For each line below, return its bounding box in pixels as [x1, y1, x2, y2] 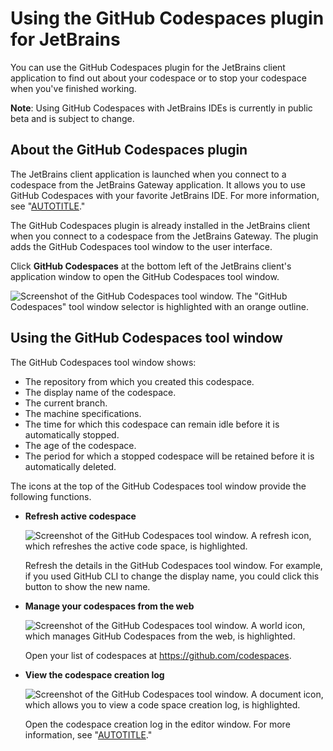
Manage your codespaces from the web [24, 600, 195, 612]
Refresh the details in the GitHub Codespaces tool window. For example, [24, 559, 323, 571]
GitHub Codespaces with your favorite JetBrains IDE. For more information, [10, 189, 320, 201]
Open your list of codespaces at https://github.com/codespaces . [24, 649, 292, 661]
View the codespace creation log [24, 668, 165, 681]
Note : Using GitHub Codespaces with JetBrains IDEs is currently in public [10, 102, 313, 114]
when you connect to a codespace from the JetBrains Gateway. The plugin [10, 230, 319, 242]
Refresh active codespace [24, 510, 137, 522]
